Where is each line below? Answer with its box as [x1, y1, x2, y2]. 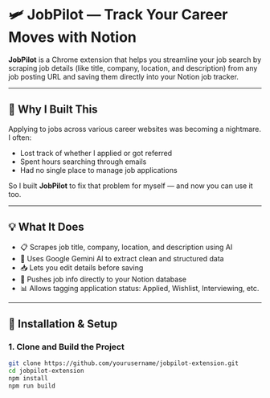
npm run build [8, 382, 56, 390]
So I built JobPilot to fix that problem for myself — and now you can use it [8, 181, 253, 191]
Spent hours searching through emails [19, 157, 147, 166]
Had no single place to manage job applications [19, 165, 178, 174]
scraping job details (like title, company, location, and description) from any [8, 63, 258, 72]
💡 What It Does [8, 220, 84, 234]
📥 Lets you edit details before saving [19, 262, 144, 273]
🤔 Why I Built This [8, 103, 98, 117]
